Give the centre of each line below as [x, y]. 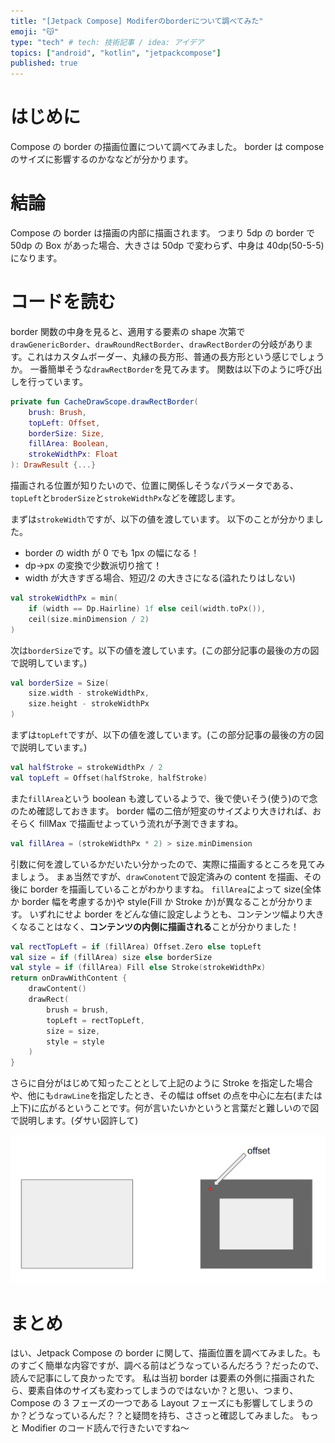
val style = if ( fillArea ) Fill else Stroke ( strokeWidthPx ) [138, 968]
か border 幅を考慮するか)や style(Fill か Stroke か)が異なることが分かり [157, 901]
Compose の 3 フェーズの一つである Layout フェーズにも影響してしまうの [162, 1403]
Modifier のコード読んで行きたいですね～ [105, 1428]
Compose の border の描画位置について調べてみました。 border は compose [167, 147]
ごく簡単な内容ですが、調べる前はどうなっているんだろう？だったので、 [176, 1366]
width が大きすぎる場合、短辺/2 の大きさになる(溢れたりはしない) [160, 578]
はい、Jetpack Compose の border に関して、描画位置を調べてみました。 [161, 1353]
